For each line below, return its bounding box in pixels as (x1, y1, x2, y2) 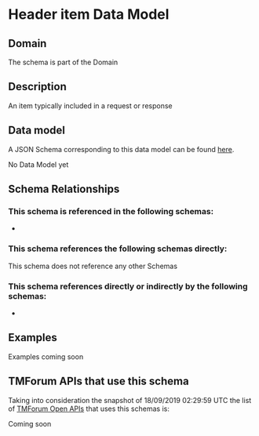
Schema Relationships (8, 183, 120, 196)
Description (8, 80, 67, 93)
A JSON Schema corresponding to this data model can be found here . (8, 144, 235, 154)
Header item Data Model (8, 5, 170, 24)
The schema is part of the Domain (8, 57, 119, 67)
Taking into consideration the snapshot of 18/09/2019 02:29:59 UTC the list (8, 395, 252, 405)
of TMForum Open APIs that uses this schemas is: (8, 404, 170, 413)
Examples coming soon (8, 351, 84, 362)
